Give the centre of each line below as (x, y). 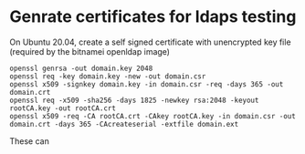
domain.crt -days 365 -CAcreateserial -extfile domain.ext (124, 124)
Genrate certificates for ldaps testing (153, 17)
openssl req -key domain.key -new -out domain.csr (108, 76)
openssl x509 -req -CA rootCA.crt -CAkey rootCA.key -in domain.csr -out (153, 116)
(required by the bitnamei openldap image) (90, 51)
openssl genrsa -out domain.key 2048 (81, 68)
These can (30, 141)
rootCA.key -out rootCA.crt (63, 108)
